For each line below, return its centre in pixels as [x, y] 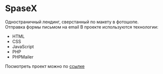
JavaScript [23, 46]
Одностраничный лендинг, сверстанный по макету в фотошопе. [72, 22]
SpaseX [21, 8]
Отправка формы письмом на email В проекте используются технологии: [82, 27]
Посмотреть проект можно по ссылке [45, 66]
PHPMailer [23, 57]
